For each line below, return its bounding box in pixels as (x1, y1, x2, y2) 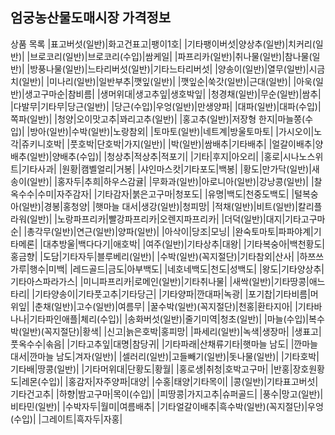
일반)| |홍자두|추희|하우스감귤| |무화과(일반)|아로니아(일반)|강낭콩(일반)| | (29, 175, 315, 187)
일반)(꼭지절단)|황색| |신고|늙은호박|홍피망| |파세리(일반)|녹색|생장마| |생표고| (21, 325, 322, 337)
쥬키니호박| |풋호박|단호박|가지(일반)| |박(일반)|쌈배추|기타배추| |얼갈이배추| (21, 138, 316, 150)
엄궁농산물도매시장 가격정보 (10, 9, 172, 27)
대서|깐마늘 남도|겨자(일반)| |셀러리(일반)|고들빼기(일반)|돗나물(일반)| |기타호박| (10, 350, 320, 362)
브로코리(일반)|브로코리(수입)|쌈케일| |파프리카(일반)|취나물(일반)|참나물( (29, 50, 313, 62)
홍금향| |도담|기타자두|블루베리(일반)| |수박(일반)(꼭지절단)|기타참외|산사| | (10, 250, 300, 262)
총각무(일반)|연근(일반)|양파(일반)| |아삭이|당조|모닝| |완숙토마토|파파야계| (26, 225, 314, 237)
